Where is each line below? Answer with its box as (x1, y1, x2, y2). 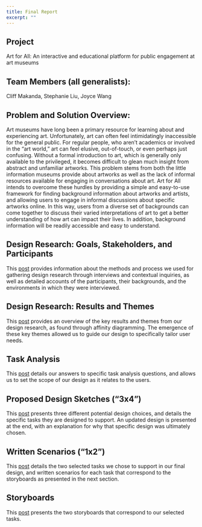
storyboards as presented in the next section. (6, 475, 119, 482)
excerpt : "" (6, 14, 36, 20)
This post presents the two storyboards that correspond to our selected (6, 508, 185, 516)
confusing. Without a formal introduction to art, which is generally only (6, 151, 181, 158)
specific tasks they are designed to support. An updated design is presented (6, 416, 197, 423)
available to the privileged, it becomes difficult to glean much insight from (6, 158, 189, 165)
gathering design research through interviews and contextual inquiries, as (6, 271, 190, 278)
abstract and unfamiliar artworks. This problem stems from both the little (6, 164, 186, 172)
